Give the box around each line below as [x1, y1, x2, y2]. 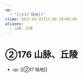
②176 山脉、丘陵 [5, 49, 78, 60]
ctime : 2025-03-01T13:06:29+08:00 [5, 16, 77, 21]
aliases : [5, 21, 23, 26]
